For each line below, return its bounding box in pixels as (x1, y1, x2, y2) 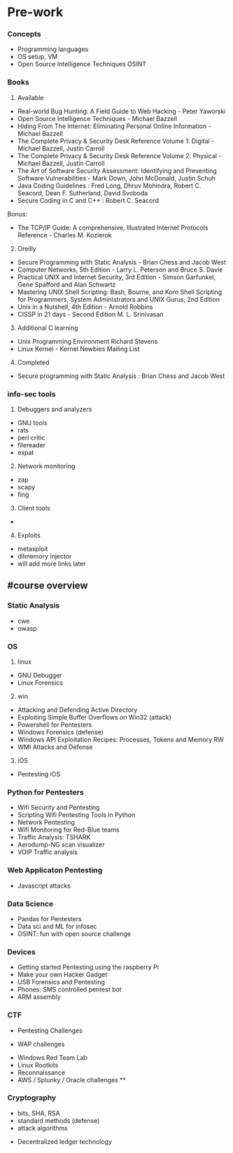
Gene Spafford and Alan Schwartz (17, 280, 116, 288)
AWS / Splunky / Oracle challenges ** (17, 1075, 127, 1084)
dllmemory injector (17, 552, 72, 561)
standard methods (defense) (17, 1116, 100, 1124)
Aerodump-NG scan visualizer (17, 841, 105, 849)
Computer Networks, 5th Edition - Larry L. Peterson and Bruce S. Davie (17, 265, 223, 274)
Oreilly (17, 244, 36, 253)
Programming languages (17, 45, 89, 53)
